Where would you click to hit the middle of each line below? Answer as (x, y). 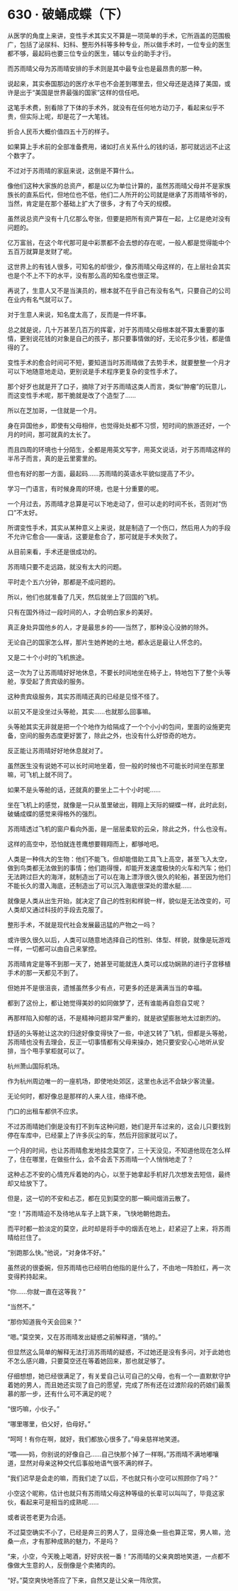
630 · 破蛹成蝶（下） (68, 15)
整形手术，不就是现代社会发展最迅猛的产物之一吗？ (82, 924)
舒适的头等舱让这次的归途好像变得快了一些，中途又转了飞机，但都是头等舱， (119, 1033)
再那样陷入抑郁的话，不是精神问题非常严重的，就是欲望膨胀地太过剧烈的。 (116, 1018)
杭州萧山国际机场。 (35, 1066)
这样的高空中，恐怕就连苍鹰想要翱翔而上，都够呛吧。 (85, 843)
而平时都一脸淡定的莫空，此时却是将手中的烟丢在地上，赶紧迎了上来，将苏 (116, 1228)
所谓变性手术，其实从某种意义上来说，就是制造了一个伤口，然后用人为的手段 (119, 527)
